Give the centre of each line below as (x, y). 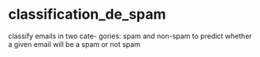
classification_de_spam (87, 14)
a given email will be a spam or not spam (74, 44)
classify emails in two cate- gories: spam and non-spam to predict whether (130, 36)
